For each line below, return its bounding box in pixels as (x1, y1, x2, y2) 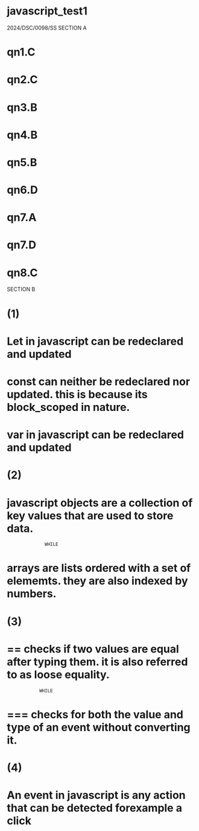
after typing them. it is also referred (7, 655, 188, 668)
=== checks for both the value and (7, 707, 183, 721)
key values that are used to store (7, 509, 174, 522)
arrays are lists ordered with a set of (7, 562, 191, 575)
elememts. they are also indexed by (7, 574, 189, 588)
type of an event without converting (7, 720, 191, 734)
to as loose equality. (7, 668, 110, 682)
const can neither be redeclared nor (7, 375, 191, 388)
